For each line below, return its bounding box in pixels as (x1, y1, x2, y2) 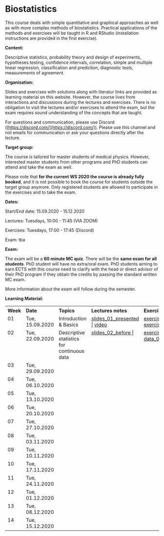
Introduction (58, 315, 87, 322)
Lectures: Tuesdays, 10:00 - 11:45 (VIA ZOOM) (5, 218, 98, 223)
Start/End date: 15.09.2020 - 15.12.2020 (5, 208, 84, 214)
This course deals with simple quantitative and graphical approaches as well (5, 20, 159, 25)
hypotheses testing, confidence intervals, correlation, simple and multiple (5, 59, 153, 65)
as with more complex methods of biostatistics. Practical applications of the (5, 24, 158, 30)
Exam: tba (5, 237, 25, 243)
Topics (58, 307, 75, 314)
